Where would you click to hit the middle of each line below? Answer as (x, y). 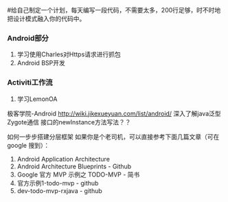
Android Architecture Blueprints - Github (74, 166)
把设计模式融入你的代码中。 (46, 19)
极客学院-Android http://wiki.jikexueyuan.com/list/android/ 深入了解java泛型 (114, 113)
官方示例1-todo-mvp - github (58, 183)
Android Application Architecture (63, 159)
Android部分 (28, 38)
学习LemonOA (37, 99)
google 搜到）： (28, 145)
